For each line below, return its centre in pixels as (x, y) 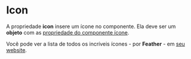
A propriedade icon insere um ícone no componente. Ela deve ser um (91, 26)
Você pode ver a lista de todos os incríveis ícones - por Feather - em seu (95, 44)
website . (17, 50)
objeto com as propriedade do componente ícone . (68, 32)
